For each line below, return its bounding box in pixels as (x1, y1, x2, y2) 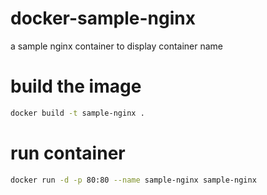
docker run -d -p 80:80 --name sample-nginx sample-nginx (10, 175, 257, 185)
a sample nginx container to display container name (10, 40, 223, 52)
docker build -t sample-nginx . (10, 108, 145, 118)
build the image (10, 75, 142, 98)
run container (10, 142, 126, 164)
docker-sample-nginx (10, 7, 196, 30)
